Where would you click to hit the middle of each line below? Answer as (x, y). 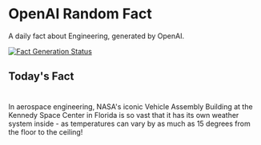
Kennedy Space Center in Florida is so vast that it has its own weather (124, 115)
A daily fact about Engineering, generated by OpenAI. (96, 36)
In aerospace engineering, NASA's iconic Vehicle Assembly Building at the (131, 106)
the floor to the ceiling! (46, 131)
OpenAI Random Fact (80, 14)
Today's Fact (41, 76)
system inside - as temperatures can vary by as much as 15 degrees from (129, 123)
